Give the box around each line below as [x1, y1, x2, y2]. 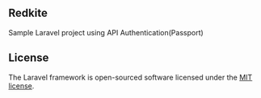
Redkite [8, 6, 48, 20]
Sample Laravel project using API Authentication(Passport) [8, 27, 204, 37]
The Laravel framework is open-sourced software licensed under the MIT [8, 72, 253, 82]
